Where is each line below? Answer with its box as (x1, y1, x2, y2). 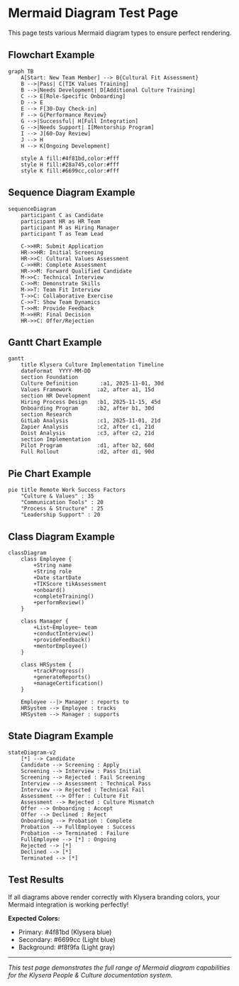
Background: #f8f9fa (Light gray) (18, 943, 116, 951)
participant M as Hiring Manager (21, 224, 120, 231)
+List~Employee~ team (33, 624, 98, 631)
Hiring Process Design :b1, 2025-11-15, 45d (21, 399, 161, 406)
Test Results (8, 874, 65, 886)
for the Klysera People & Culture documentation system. (8, 970, 173, 979)
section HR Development (21, 393, 91, 400)
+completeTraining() (33, 593, 94, 600)
